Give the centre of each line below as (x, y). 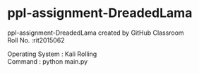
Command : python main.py (48, 61)
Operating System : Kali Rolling (52, 54)
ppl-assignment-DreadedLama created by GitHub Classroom (96, 33)
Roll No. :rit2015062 (36, 40)
